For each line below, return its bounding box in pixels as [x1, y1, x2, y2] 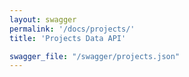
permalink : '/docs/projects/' [9, 24, 136, 34]
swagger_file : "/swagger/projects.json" [9, 51, 181, 61]
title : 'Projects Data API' [9, 33, 127, 43]
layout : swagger [9, 14, 77, 25]
